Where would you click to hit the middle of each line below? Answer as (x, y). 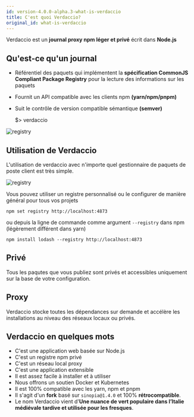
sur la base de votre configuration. (48, 278)
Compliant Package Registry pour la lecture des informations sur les (99, 79)
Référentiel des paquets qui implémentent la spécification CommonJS (101, 73)
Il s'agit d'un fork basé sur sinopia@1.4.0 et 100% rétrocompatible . (98, 395)
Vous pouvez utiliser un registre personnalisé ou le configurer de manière (96, 194)
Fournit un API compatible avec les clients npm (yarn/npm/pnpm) (96, 97)
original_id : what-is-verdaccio (46, 23)
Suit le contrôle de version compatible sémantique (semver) (88, 108)
